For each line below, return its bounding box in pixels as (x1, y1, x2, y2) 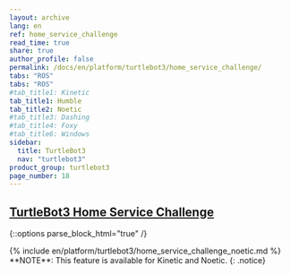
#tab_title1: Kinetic (9, 88, 90, 97)
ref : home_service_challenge (9, 30, 118, 39)
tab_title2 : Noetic (9, 105, 82, 114)
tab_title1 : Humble (9, 96, 82, 106)
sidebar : (9, 138, 42, 147)
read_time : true (9, 38, 70, 47)
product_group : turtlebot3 (9, 163, 110, 172)
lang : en (9, 21, 42, 30)
